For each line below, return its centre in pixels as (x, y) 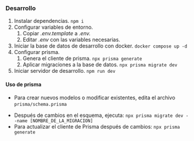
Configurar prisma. (37, 52)
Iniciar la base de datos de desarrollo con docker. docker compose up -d (101, 46)
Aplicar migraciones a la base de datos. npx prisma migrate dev (100, 65)
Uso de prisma (23, 84)
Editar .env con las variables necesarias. (72, 40)
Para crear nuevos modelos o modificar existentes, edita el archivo (94, 98)
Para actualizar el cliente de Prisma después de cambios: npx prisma (97, 126)
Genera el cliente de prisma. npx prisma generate (82, 58)
